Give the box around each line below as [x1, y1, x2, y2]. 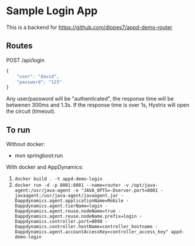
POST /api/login [6, 56, 45, 63]
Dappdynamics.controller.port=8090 [14, 219, 103, 225]
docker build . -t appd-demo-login [14, 176, 103, 182]
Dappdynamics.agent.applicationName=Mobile [14, 198, 124, 204]
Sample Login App [6, 4, 98, 18]
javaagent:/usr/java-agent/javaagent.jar [14, 193, 118, 199]
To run [6, 125, 31, 135]
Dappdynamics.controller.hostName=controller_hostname [14, 224, 153, 230]
